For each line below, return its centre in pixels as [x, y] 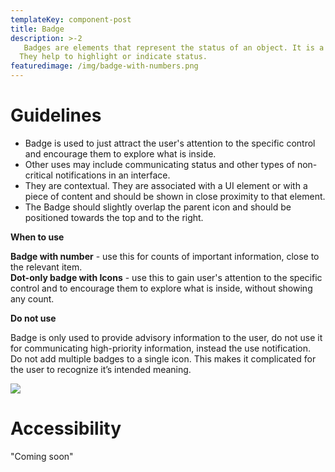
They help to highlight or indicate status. [113, 57]
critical [38, 175]
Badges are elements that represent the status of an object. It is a [174, 47]
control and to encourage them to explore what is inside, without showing [161, 288]
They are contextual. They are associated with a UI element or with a [166, 185]
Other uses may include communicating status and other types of [159, 164]
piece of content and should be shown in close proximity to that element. [175, 196]
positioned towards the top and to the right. [114, 217]
